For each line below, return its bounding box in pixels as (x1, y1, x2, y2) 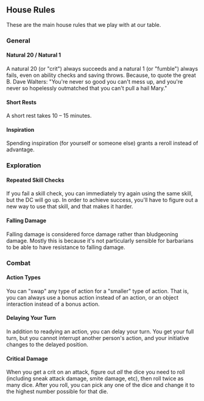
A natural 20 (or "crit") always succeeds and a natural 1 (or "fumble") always (6, 65, 199, 72)
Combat (6, 259, 31, 267)
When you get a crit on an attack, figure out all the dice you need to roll (6, 369, 185, 376)
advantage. (6, 146, 35, 153)
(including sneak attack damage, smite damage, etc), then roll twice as (6, 375, 184, 382)
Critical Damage (6, 355, 48, 362)
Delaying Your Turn (6, 314, 56, 322)
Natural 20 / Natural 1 (6, 51, 62, 59)
